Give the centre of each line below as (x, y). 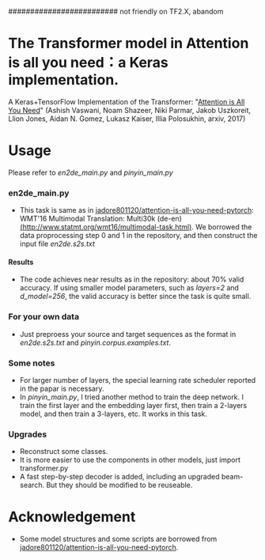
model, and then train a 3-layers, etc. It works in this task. (114, 414)
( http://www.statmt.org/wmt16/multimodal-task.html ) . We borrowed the (136, 227)
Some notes (32, 363)
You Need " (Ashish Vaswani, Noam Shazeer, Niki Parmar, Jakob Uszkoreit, (130, 110)
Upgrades (28, 434)
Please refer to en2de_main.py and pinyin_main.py (91, 172)
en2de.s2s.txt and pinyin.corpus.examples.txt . (95, 342)
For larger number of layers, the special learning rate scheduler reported (138, 380)
